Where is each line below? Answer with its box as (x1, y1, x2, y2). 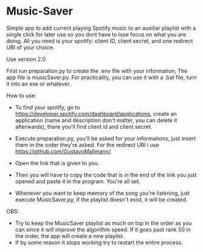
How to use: (6, 92, 36, 99)
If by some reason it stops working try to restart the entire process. (15, 239, 184, 246)
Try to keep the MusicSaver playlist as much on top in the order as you (15, 219, 193, 226)
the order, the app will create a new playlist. (15, 232, 125, 239)
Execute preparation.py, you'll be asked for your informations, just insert (15, 135, 196, 142)
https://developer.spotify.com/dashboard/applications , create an (15, 110, 177, 117)
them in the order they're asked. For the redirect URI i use (15, 141, 159, 148)
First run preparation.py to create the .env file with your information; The (6, 67, 188, 74)
